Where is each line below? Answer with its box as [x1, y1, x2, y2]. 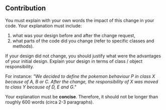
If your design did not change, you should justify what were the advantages [5, 53, 161, 59]
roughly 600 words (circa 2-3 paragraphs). [5, 99, 94, 105]
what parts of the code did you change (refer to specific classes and [12, 38, 154, 44]
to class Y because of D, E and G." [5, 84, 77, 90]
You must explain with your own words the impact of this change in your [5, 17, 154, 23]
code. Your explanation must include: [5, 23, 82, 29]
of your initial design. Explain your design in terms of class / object [5, 58, 143, 64]
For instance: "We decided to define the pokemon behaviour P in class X [5, 73, 155, 79]
